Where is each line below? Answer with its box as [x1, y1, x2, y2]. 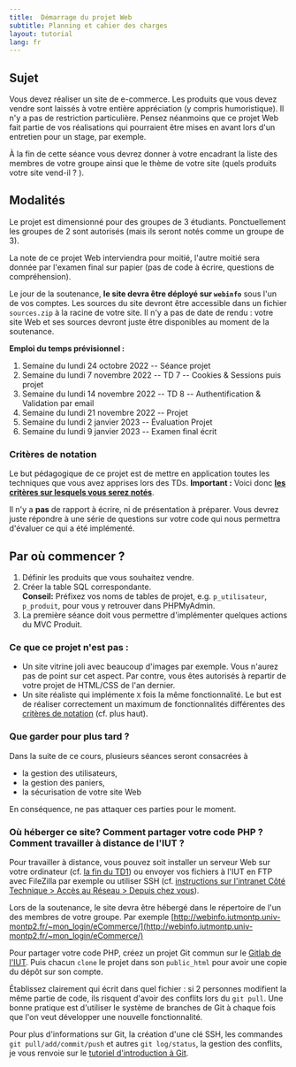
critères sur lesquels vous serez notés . [9, 487, 155, 498]
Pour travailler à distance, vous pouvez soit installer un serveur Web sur [9, 856, 271, 867]
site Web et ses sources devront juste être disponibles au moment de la [9, 316, 269, 327]
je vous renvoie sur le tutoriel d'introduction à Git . [9, 1048, 189, 1058]
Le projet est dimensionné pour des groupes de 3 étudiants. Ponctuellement [9, 216, 286, 226]
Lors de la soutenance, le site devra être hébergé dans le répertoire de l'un [9, 902, 282, 912]
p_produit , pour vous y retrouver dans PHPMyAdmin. [21, 600, 216, 610]
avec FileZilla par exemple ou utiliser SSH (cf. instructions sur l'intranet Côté [9, 875, 285, 886]
